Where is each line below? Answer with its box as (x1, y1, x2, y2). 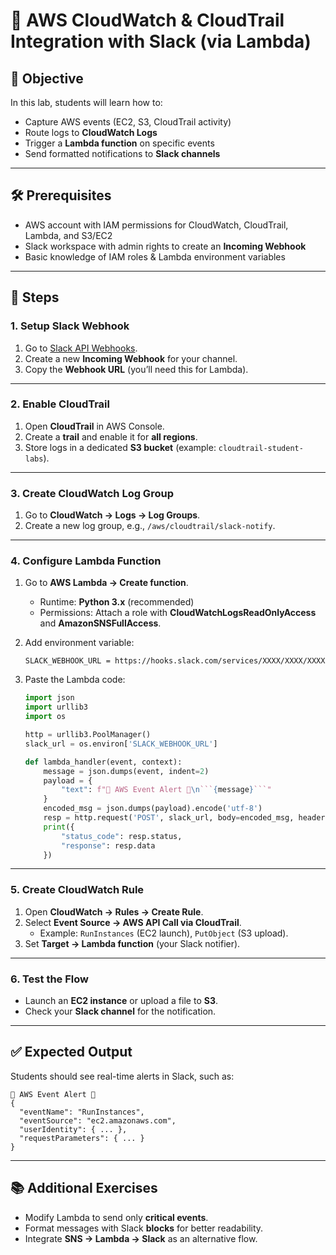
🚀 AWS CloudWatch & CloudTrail (10, 9, 285, 32)
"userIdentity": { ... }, (19, 1124, 128, 1134)
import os (24, 712, 67, 722)
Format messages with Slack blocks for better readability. (24, 1222, 264, 1234)
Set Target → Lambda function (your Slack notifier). (24, 937, 241, 949)
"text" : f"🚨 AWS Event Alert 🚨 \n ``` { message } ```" (61, 785, 272, 795)
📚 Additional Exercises (10, 1180, 158, 1197)
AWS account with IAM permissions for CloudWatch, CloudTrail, (24, 219, 289, 231)
